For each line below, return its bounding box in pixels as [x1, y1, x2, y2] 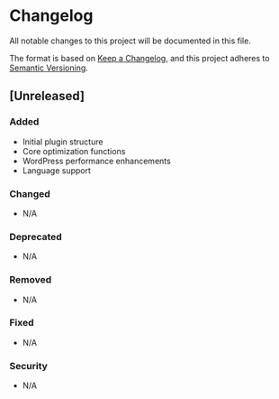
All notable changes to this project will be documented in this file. [9, 35, 252, 46]
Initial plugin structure [22, 136, 103, 147]
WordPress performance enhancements [22, 155, 171, 166]
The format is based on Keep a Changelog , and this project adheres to [9, 52, 270, 63]
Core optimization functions [22, 145, 126, 156]
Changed [9, 187, 51, 199]
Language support [22, 164, 92, 176]
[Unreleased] [9, 88, 85, 104]
